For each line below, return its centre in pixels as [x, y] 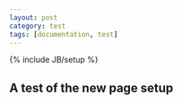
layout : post [34, 17]
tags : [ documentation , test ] [64, 34]
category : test [38, 26]
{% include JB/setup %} [54, 60]
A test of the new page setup [91, 87]
